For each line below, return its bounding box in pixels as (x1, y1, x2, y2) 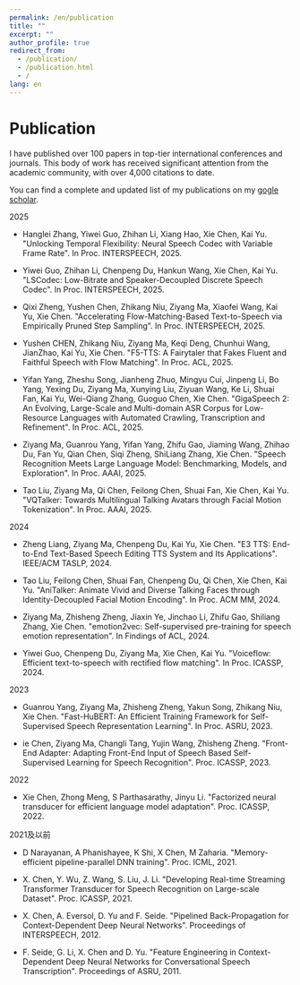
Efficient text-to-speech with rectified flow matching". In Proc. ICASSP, (21, 657, 284, 668)
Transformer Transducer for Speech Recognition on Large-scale (21, 883, 260, 894)
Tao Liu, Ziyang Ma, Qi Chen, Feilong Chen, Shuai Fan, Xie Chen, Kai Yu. (21, 484, 289, 495)
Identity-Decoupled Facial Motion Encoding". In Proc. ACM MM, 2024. (21, 594, 280, 604)
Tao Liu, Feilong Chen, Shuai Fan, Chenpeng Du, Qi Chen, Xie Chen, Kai (21, 575, 287, 586)
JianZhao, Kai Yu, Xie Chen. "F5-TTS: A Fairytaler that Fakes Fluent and (21, 347, 287, 358)
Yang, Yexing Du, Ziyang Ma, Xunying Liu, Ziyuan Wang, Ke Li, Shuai (21, 383, 275, 394)
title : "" (9, 21, 47, 30)
